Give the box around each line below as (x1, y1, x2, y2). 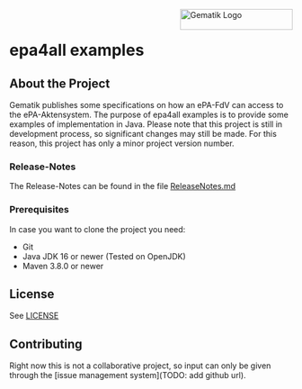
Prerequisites (9, 204, 69, 216)
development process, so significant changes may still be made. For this (9, 129, 277, 139)
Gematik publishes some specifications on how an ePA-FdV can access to (9, 100, 284, 110)
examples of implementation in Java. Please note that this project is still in (9, 119, 283, 130)
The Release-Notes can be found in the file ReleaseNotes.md (9, 181, 236, 192)
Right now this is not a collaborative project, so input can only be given (9, 360, 271, 371)
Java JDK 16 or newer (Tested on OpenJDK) (22, 250, 186, 261)
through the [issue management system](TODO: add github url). (9, 370, 246, 381)
